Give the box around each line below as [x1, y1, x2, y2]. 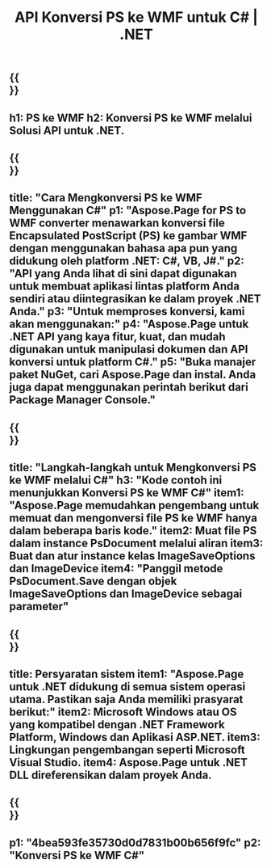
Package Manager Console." [9, 393, 156, 407]
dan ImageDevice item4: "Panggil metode [9, 562, 223, 575]
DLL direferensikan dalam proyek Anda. [9, 768, 212, 782]
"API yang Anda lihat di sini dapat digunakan [9, 267, 237, 280]
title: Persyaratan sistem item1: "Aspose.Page [9, 667, 244, 680]
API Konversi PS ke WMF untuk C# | [14, 8, 259, 27]
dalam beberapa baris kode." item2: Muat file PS [9, 524, 257, 537]
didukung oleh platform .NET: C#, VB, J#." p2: [9, 255, 244, 268]
